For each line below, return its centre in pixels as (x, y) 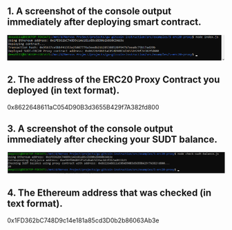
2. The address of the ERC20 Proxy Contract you (114, 80)
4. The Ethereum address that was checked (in (109, 193)
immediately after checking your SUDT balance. (112, 139)
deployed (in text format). (63, 91)
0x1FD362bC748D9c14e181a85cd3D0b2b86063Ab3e (84, 220)
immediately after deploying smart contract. (104, 22)
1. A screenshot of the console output (89, 11)
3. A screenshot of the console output (90, 128)
